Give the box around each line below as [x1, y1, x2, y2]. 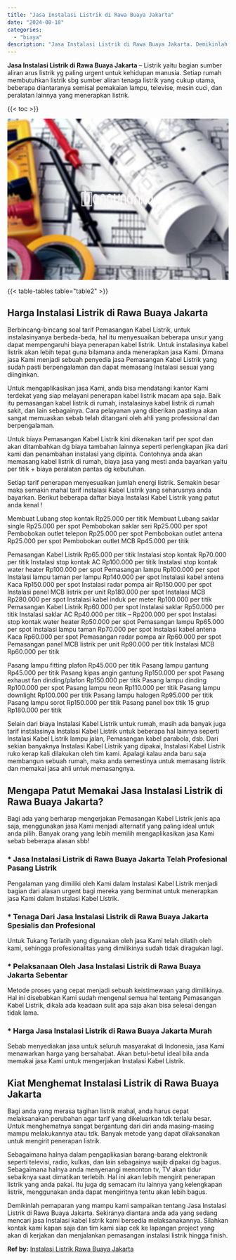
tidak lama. [7, 1008, 39, 1017]
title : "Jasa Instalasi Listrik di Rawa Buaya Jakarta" [7, 11, 174, 18]
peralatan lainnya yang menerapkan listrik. [7, 91, 130, 100]
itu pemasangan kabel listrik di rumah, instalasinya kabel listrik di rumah [7, 399, 215, 408]
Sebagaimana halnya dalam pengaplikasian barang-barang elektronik [7, 1150, 209, 1159]
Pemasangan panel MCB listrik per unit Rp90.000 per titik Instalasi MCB [7, 640, 215, 649]
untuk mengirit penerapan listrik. [7, 1137, 102, 1145]
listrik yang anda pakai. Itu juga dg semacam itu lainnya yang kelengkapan [7, 1181, 223, 1189]
